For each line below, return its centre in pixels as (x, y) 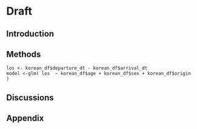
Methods (24, 54)
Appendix (25, 118)
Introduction (30, 34)
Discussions (30, 98)
